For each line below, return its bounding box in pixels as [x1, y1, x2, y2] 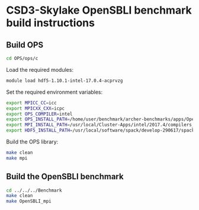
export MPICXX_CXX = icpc [6, 105, 65, 112]
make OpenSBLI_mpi [6, 198, 52, 205]
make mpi [6, 155, 28, 161]
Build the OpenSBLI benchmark [6, 171, 124, 182]
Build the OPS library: [6, 138, 59, 145]
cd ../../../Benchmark [6, 187, 62, 193]
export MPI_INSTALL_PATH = [6, 122, 70, 128]
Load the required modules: [6, 66, 74, 73]
